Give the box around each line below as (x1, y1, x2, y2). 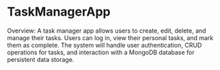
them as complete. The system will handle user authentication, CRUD (7, 41, 202, 49)
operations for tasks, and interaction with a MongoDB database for (7, 48, 195, 56)
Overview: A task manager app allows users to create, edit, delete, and (7, 27, 206, 35)
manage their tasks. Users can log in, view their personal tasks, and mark (7, 33, 214, 41)
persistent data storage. (7, 55, 74, 63)
